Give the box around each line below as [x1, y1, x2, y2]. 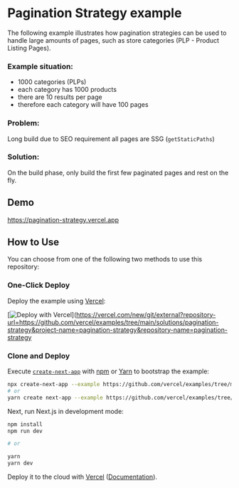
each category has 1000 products [17, 85, 117, 94]
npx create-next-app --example [7, 381, 100, 388]
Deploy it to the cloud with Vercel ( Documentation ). [7, 472, 158, 482]
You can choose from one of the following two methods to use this [7, 255, 203, 264]
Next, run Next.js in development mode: [7, 407, 124, 415]
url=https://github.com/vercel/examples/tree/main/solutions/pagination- [7, 318, 219, 326]
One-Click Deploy [7, 280, 70, 290]
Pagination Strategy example [7, 5, 182, 21]
